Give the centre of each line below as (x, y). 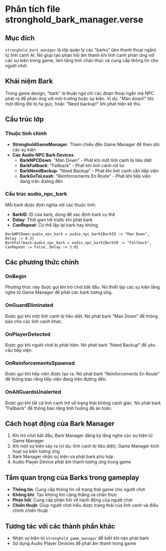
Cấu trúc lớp (25, 119)
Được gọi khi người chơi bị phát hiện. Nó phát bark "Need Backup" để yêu (80, 345)
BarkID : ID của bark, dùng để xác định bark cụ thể (64, 214)
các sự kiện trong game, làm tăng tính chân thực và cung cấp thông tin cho (82, 60)
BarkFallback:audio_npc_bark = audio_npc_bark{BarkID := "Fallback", (79, 243)
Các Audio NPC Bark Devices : (44, 155)
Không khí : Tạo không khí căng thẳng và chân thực (65, 495)
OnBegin (16, 276)
